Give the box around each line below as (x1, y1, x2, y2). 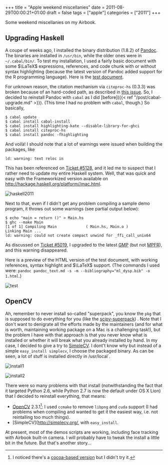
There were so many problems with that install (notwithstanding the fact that (5, 382, 162, 388)
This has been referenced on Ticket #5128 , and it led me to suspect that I (5, 165, 156, 171)
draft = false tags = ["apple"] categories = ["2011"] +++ (46, 10, 161, 16)
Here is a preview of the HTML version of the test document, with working (5, 257, 158, 263)
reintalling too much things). (12, 414, 70, 420)
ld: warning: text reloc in (5, 156, 64, 161)
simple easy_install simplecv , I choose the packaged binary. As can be (5, 347, 154, 354)
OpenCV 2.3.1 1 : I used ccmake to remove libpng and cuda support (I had (12, 403, 157, 410)
